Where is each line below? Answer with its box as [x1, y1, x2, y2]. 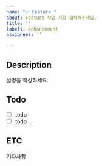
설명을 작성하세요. [6, 76, 49, 84]
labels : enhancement [6, 26, 59, 32]
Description [6, 59, 52, 70]
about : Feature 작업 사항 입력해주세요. [6, 15, 97, 21]
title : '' [6, 20, 32, 26]
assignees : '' [6, 32, 42, 38]
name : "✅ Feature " [6, 9, 56, 15]
